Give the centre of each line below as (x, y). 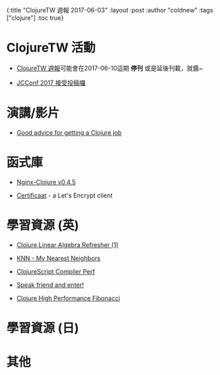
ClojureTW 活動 (51, 48)
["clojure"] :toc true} (35, 18)
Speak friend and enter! (50, 285)
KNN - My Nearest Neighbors (58, 258)
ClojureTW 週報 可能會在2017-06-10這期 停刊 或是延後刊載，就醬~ (110, 68)
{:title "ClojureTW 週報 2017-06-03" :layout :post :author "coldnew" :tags (110, 10)
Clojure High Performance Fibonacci (68, 298)
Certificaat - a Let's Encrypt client (64, 195)
